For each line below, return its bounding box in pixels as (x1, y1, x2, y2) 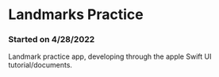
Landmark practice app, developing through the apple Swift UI (8, 52, 212, 61)
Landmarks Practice (8, 6, 144, 24)
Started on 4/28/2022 (8, 34, 95, 45)
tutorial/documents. (8, 60, 73, 70)
